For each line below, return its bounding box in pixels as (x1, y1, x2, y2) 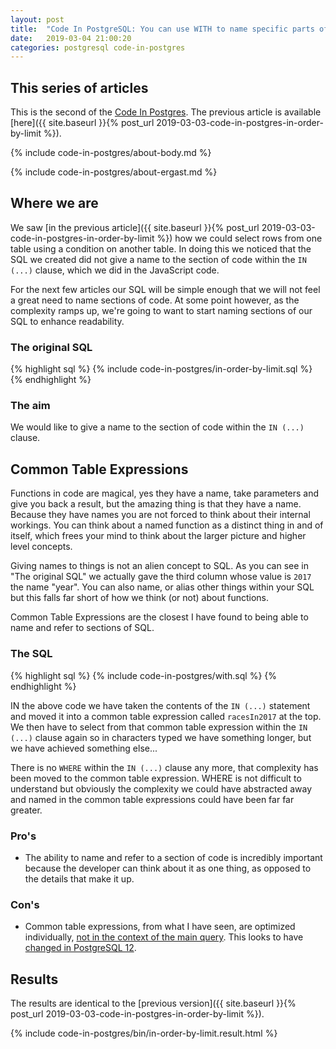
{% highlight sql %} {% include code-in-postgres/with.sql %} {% (10, 669, 278, 681)
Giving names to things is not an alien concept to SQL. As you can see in (10, 560, 309, 572)
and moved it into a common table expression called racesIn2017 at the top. (10, 710, 322, 722)
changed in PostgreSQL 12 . (24, 942, 137, 954)
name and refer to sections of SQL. (10, 622, 155, 634)
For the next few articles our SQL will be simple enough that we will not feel (10, 283, 321, 295)
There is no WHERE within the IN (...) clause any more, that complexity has (10, 761, 319, 773)
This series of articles (10, 79, 149, 96)
